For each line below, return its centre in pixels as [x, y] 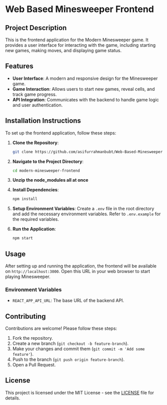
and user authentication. [37, 105]
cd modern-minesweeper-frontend [46, 171]
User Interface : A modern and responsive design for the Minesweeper [85, 78]
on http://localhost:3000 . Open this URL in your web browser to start [78, 271]
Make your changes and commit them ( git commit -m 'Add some [78, 349]
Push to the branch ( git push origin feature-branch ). [68, 359]
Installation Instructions [43, 121]
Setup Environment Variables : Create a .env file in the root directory [83, 209]
